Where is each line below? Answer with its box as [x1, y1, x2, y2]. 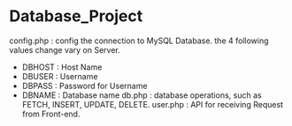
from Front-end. [21, 108, 81, 119]
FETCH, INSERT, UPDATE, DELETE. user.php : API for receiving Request [21, 99, 284, 109]
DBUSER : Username [21, 70, 98, 81]
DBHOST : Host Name [21, 62, 103, 72]
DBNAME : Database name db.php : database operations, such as [21, 90, 263, 100]
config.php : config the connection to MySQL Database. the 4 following [9, 35, 269, 46]
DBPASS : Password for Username [21, 80, 148, 91]
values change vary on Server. [9, 44, 121, 55]
